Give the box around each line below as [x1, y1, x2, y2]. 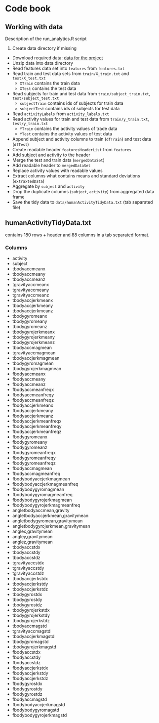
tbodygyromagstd [12, 638, 49, 645]
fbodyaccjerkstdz [12, 676, 48, 681]
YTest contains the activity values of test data [19, 131, 112, 136]
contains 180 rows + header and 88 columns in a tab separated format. [5, 232, 150, 238]
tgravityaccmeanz [12, 292, 49, 298]
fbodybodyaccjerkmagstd [12, 702, 65, 708]
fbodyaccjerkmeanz [12, 413, 53, 419]
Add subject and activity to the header [12, 152, 90, 158]
